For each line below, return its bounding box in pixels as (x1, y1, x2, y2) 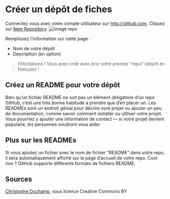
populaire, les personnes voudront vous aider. (5, 121, 101, 127)
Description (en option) (12, 51, 61, 57)
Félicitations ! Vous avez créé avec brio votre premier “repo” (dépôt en (17, 60, 165, 67)
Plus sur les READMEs (5, 136, 77, 145)
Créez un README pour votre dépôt (5, 81, 120, 89)
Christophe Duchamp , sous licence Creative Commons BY (5, 188, 127, 194)
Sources (5, 175, 32, 183)
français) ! (17, 66, 40, 72)
